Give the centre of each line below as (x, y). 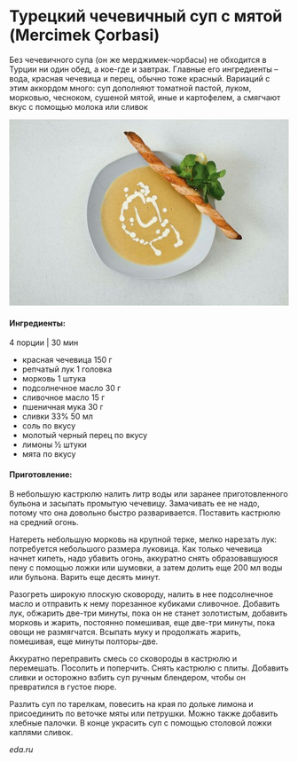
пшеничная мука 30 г (63, 407)
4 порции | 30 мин (44, 342)
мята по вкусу (49, 454)
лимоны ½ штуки (54, 444)
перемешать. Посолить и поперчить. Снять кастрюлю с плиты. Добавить (149, 668)
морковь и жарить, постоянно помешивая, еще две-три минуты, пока (142, 623)
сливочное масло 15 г (63, 397)
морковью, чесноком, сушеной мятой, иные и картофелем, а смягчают (145, 97)
